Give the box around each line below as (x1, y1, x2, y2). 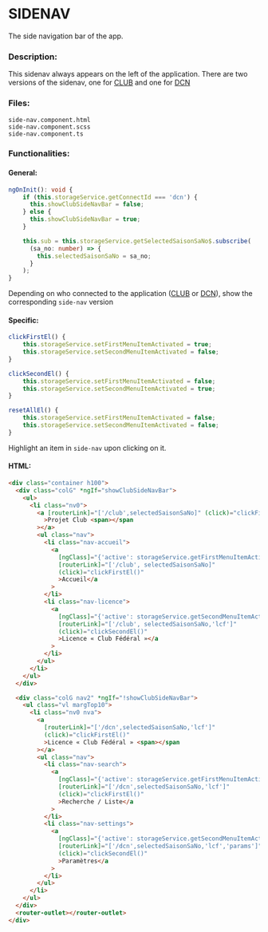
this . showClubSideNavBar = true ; (29, 215, 141, 223)
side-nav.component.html (8, 116, 91, 124)
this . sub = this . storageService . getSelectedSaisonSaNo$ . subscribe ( (22, 237, 251, 245)
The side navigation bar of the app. (8, 31, 124, 41)
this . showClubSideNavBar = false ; (29, 200, 145, 208)
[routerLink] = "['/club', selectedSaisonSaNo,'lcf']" (58, 620, 238, 628)
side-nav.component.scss (8, 123, 91, 131)
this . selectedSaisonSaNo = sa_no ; (37, 252, 152, 260)
